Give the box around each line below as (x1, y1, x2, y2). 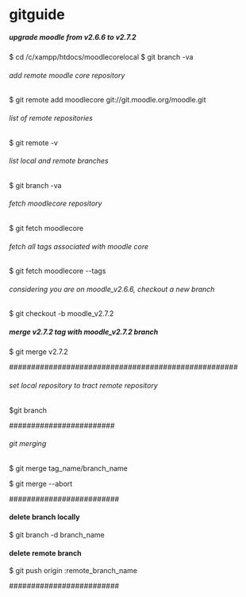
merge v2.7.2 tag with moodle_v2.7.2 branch (9, 327, 159, 337)
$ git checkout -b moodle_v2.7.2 (9, 309, 114, 318)
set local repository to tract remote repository (9, 380, 158, 390)
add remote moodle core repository (9, 70, 125, 80)
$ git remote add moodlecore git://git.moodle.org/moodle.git (9, 95, 206, 105)
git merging (9, 439, 47, 449)
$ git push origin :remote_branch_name (9, 566, 138, 576)
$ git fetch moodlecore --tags (9, 266, 106, 275)
